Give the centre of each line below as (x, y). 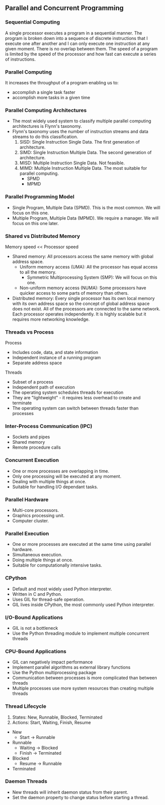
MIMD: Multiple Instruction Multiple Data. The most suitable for (83, 168)
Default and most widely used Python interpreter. (62, 589)
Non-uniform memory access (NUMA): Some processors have (83, 288)
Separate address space (37, 363)
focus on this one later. (35, 223)
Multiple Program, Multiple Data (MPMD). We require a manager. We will (85, 218)
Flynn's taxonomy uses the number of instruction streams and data (80, 132)
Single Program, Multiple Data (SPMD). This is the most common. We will (86, 207)
